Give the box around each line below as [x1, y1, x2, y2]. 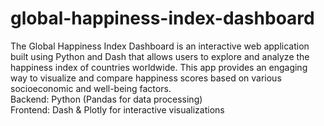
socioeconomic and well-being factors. [10, 82, 172, 94]
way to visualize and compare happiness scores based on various [10, 72, 282, 84]
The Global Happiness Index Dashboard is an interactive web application [10, 40, 310, 52]
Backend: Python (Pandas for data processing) [10, 93, 203, 105]
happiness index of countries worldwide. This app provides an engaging [10, 61, 308, 73]
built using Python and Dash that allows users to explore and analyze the [10, 50, 310, 62]
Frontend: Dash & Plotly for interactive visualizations [10, 103, 225, 116]
